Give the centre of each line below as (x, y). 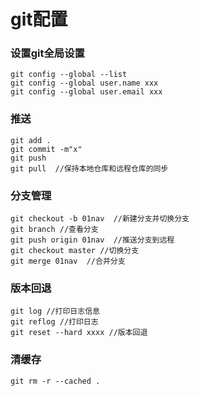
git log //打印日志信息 (55, 311)
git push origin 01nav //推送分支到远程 (92, 240)
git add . (31, 140)
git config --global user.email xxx (86, 92)
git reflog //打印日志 (54, 322)
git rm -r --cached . (55, 381)
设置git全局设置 (47, 53)
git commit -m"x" (46, 149)
